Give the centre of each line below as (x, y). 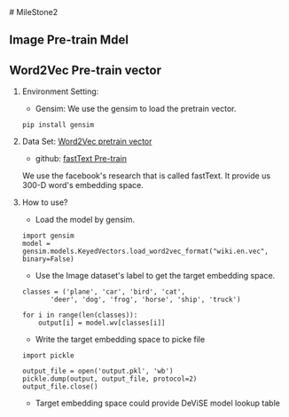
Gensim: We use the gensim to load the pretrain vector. (136, 109)
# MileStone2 (34, 12)
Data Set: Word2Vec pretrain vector (87, 142)
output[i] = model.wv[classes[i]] (102, 323)
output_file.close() (60, 387)
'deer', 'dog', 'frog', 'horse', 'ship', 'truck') (145, 300)
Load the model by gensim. (85, 220)
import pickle (48, 356)
